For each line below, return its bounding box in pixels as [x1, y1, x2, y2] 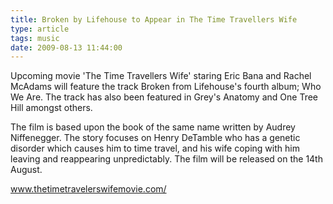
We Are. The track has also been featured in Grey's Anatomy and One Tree [10, 91, 318, 103]
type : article [10, 24, 70, 34]
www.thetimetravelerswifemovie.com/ [10, 183, 167, 195]
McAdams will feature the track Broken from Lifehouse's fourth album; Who [10, 81, 322, 93]
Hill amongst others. [10, 102, 93, 114]
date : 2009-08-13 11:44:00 [10, 42, 123, 53]
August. [10, 164, 43, 176]
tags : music [10, 33, 60, 43]
